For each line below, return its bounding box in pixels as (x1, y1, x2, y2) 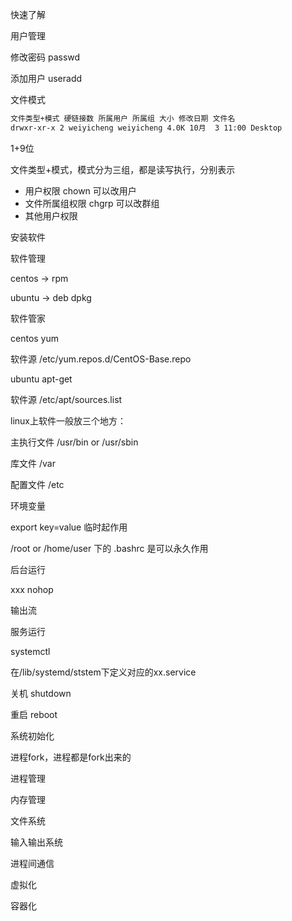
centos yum (10, 332, 60, 344)
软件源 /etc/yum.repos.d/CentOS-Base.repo (10, 353, 192, 365)
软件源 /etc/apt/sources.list (10, 393, 123, 405)
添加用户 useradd (10, 73, 83, 84)
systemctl (10, 645, 51, 657)
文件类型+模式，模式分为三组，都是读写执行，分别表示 (10, 163, 236, 175)
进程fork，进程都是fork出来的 (10, 751, 132, 763)
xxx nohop (10, 583, 54, 595)
